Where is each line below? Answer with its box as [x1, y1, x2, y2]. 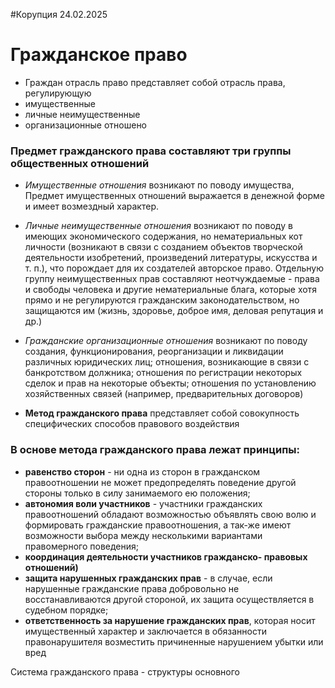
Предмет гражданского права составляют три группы [10, 144, 292, 158]
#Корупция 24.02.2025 [10, 9, 108, 20]
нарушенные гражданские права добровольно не [24, 582, 240, 594]
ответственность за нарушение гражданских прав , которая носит [24, 614, 316, 626]
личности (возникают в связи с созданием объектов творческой [24, 241, 303, 253]
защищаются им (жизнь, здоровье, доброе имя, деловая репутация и [24, 305, 324, 317]
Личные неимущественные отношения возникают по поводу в [24, 220, 293, 232]
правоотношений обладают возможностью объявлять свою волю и [24, 508, 317, 520]
